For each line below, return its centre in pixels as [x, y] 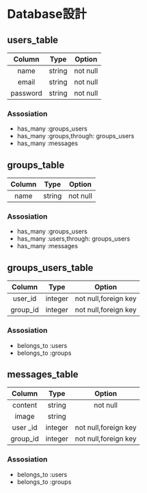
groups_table [36, 165]
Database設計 [47, 14]
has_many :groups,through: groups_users [76, 136]
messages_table [43, 374]
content [25, 405]
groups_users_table [50, 268]
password [26, 93]
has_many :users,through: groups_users [73, 239]
